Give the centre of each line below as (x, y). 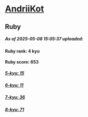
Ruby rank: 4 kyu (22, 51)
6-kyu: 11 (14, 85)
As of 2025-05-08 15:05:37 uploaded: (44, 39)
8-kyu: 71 (15, 109)
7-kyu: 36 (15, 97)
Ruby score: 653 (22, 62)
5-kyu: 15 (15, 73)
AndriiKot (25, 9)
